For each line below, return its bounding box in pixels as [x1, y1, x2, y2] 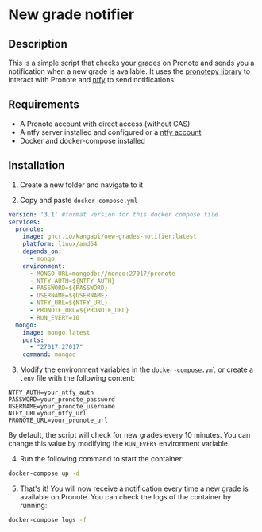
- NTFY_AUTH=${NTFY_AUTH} [29, 277, 115, 285]
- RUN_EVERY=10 [29, 313, 80, 322]
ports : [22, 335, 44, 344]
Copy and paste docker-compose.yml [19, 195, 138, 205]
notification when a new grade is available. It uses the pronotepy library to [8, 67, 251, 76]
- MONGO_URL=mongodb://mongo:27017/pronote [29, 270, 176, 277]
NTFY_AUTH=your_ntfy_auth [8, 388, 94, 397]
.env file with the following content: [19, 373, 135, 383]
